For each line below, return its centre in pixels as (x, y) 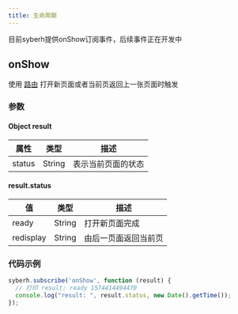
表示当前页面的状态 (108, 164)
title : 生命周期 (32, 15)
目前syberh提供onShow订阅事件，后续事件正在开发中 (95, 39)
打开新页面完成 (112, 223)
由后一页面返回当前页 (124, 238)
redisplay (29, 237)
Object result (30, 126)
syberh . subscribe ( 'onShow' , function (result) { (90, 281)
